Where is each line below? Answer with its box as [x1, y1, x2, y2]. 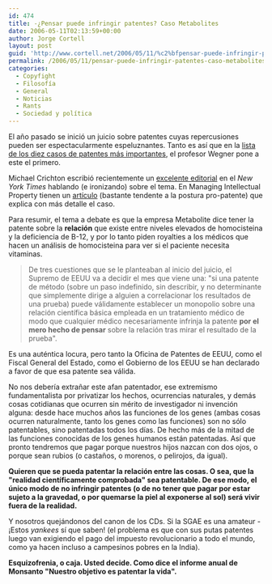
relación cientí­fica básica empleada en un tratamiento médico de [28, 308, 245, 317]
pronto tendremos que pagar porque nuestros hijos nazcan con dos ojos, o [8, 442, 258, 451]
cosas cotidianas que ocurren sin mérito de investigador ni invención [8, 400, 239, 408]
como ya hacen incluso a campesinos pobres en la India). [8, 543, 201, 552]
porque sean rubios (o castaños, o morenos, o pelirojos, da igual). [8, 451, 228, 460]
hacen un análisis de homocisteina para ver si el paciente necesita [8, 240, 230, 250]
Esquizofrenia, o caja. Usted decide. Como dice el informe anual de [8, 558, 238, 567]
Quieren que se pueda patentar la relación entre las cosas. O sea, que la [8, 467, 254, 476]
